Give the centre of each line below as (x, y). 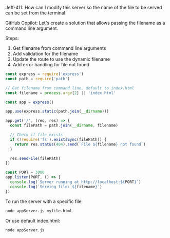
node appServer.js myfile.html (39, 211)
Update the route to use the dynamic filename (61, 59)
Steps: (12, 38)
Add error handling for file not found (51, 65)
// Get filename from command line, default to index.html (70, 88)
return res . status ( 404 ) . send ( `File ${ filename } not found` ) (80, 144)
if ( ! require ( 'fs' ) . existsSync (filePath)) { (58, 139)
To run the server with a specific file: (44, 201)
